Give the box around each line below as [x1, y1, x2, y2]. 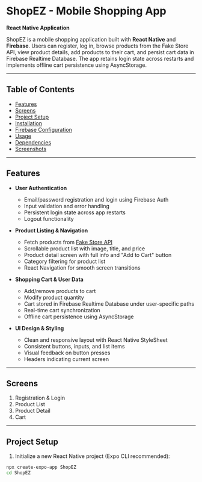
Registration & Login [14, 394, 65, 401]
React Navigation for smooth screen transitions [23, 264, 141, 271]
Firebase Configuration [14, 126, 72, 133]
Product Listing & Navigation [14, 227, 88, 234]
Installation [14, 119, 43, 127]
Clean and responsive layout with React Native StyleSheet [23, 336, 168, 344]
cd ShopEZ [6, 470, 31, 476]
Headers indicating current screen [23, 355, 109, 362]
